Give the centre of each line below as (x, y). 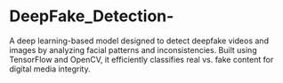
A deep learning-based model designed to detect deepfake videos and (139, 41)
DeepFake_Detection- (92, 16)
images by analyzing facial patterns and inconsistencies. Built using (133, 49)
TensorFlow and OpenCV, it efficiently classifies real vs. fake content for (141, 59)
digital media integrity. (50, 69)
